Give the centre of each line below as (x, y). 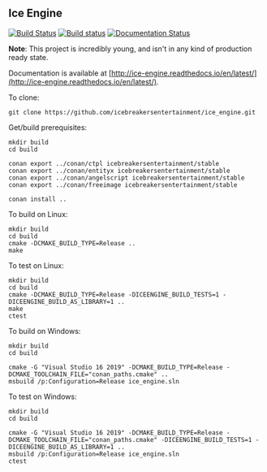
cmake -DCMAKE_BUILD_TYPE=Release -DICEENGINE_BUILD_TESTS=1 (114, 294)
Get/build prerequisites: (48, 127)
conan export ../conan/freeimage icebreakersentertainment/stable (123, 185)
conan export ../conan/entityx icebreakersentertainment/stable (119, 171)
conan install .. (38, 199)
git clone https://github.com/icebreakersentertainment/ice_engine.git (132, 112)
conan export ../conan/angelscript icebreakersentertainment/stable (127, 178)
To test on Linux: (36, 265)
